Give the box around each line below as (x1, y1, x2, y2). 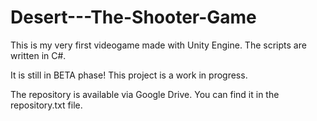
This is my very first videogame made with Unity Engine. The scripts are (10, 39, 307, 51)
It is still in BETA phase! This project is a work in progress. (10, 69, 248, 81)
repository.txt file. (10, 99, 83, 111)
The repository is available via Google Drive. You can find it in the (10, 88, 280, 100)
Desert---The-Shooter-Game (10, 6, 257, 29)
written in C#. (10, 49, 67, 61)
